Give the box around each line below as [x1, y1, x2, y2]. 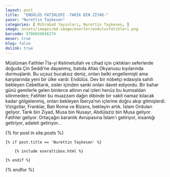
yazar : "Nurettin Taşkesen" [5, 17, 66, 22]
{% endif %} [5, 158, 31, 163]
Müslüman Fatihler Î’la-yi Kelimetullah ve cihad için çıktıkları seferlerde [5, 60, 154, 66]
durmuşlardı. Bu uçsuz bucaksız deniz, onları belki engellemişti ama [5, 70, 148, 77]
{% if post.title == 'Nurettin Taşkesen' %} [5, 140, 102, 145]
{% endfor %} [5, 166, 35, 172]
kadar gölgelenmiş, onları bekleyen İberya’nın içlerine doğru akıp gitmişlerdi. [5, 98, 166, 104]
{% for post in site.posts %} [5, 129, 64, 136]
